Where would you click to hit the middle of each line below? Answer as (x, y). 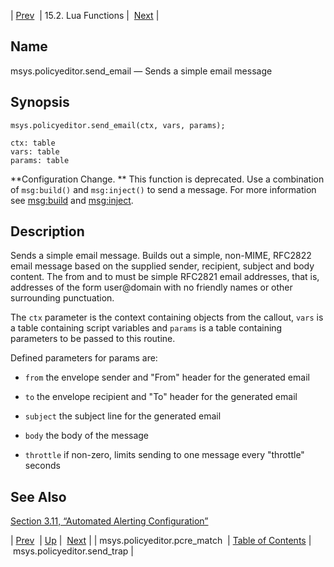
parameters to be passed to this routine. (93, 339)
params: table (40, 160)
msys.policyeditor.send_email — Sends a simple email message (141, 71)
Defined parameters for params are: (84, 358)
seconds (42, 466)
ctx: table (33, 143)
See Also (38, 496)
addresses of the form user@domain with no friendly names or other (151, 287)
